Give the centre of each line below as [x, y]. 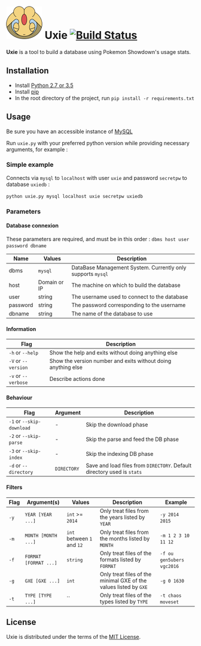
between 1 [80, 538]
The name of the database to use [112, 313]
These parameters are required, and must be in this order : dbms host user [98, 239]
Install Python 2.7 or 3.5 [44, 85]
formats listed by [121, 559]
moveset [170, 602]
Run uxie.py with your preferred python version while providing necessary [98, 143]
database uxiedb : [28, 184]
